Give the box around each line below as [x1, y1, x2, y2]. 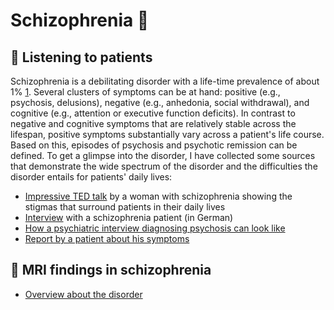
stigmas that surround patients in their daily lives [24, 201, 226, 213]
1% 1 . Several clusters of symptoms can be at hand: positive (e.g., [10, 86, 281, 98]
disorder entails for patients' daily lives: [10, 171, 173, 183]
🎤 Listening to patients [10, 49, 153, 66]
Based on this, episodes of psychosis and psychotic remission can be [10, 139, 298, 151]
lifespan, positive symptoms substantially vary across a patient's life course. [10, 129, 325, 140]
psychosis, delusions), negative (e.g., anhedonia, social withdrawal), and [10, 97, 310, 108]
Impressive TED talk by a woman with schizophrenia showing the [24, 190, 293, 202]
